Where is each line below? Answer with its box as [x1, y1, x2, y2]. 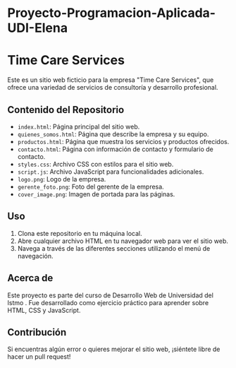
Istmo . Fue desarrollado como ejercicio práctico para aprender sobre [7, 298, 209, 307]
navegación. [17, 251, 54, 260]
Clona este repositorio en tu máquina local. [17, 229, 142, 237]
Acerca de [7, 272, 54, 284]
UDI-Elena [7, 20, 68, 36]
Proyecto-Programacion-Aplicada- [7, 5, 216, 21]
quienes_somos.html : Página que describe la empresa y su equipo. [17, 129, 209, 138]
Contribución [7, 326, 67, 338]
